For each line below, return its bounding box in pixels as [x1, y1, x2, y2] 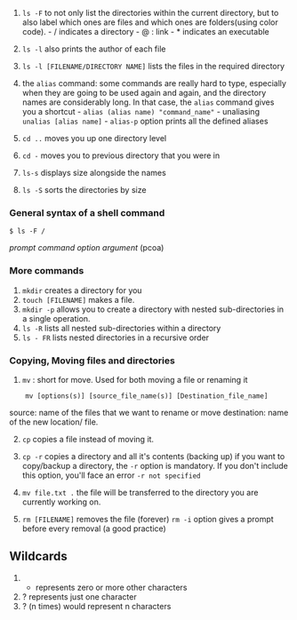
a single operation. [21, 313, 91, 323]
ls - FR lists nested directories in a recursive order [21, 332, 210, 343]
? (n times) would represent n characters [21, 600, 172, 611]
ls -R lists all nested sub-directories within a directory [21, 322, 221, 333]
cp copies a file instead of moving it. [21, 433, 154, 444]
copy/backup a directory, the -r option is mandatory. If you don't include [21, 460, 289, 471]
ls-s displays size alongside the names [21, 168, 166, 178]
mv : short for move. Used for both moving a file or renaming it [21, 374, 248, 385]
